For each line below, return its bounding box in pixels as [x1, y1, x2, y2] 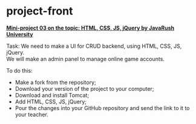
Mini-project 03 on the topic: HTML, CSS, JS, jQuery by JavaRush [6, 24, 174, 31]
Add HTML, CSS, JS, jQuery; [15, 98, 87, 105]
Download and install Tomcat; [15, 91, 90, 99]
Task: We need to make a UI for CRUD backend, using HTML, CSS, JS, [6, 42, 182, 50]
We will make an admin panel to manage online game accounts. [6, 55, 165, 62]
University [6, 30, 33, 38]
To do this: [6, 67, 33, 74]
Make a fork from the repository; [15, 79, 96, 86]
